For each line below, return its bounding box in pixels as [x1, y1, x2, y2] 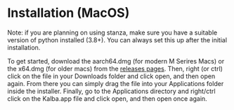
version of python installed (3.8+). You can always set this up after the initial [7, 35, 227, 44]
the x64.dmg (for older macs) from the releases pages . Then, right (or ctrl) [7, 64, 223, 73]
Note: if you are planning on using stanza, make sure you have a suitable [7, 28, 218, 37]
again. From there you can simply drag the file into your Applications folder [7, 79, 224, 87]
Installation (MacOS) [7, 5, 130, 21]
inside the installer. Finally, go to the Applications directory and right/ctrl [7, 87, 216, 95]
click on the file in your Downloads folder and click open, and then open [7, 72, 216, 80]
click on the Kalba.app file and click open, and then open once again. [7, 94, 207, 103]
